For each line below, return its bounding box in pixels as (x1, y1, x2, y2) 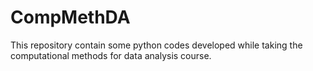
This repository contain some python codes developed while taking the (10, 39, 303, 51)
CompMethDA (10, 6, 131, 29)
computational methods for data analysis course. (10, 49, 212, 61)
